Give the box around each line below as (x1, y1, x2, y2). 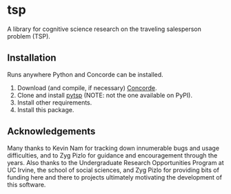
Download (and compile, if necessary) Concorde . (17, 83, 157, 91)
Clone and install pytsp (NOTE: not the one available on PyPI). (17, 91, 193, 99)
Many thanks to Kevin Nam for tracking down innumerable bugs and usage (7, 144, 219, 152)
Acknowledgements (7, 126, 96, 138)
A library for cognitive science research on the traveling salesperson (7, 25, 202, 33)
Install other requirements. (17, 98, 92, 107)
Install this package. (17, 105, 74, 114)
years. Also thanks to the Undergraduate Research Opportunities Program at (7, 158, 224, 166)
